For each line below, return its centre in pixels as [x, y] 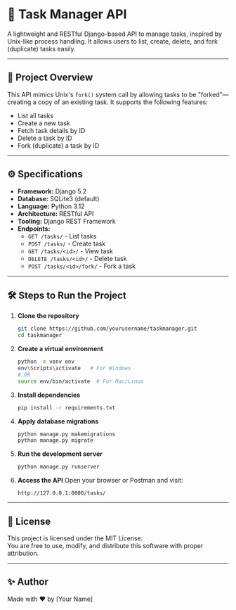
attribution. [23, 553]
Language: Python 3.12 [51, 206]
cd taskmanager [40, 336]
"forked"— [213, 94]
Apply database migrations [58, 421]
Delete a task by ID [45, 138]
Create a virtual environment [60, 349]
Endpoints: [34, 229]
